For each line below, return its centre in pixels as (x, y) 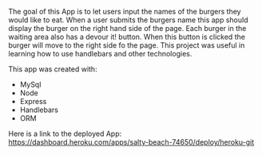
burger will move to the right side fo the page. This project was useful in (127, 45)
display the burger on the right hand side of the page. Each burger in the (127, 28)
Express (33, 101)
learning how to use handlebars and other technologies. (100, 54)
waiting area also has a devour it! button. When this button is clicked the (127, 37)
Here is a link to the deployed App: (65, 134)
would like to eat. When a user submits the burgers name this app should (128, 20)
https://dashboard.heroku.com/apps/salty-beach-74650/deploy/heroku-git (131, 142)
